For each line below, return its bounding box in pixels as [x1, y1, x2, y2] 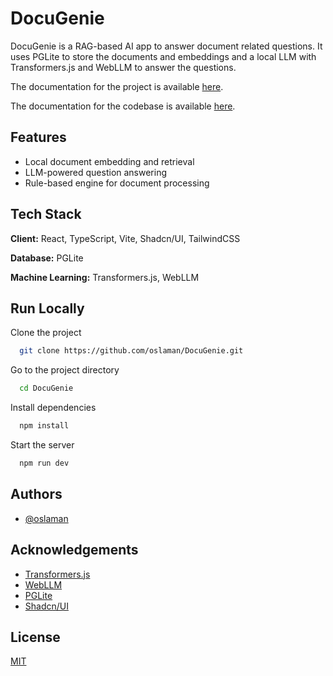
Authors [10, 486, 63, 503]
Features [10, 129, 67, 146]
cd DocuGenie [19, 383, 74, 394]
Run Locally [10, 300, 85, 317]
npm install [19, 421, 70, 431]
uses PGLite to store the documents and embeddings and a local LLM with [10, 50, 317, 62]
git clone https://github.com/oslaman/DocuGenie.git [19, 346, 244, 356]
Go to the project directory [10, 364, 120, 376]
